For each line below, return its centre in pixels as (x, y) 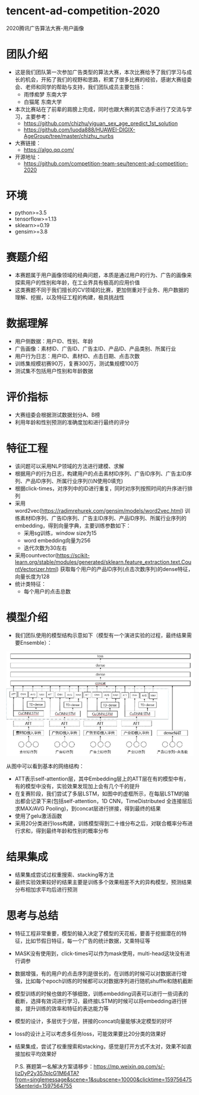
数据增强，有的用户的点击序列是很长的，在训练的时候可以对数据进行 (98, 974)
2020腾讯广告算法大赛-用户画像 (45, 28)
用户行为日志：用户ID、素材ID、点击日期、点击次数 (77, 356)
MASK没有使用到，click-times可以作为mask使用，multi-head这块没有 (100, 953)
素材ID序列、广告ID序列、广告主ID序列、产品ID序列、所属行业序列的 (103, 518)
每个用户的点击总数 (47, 591)
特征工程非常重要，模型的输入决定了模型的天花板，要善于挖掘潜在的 (98, 934)
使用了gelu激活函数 (38, 816)
